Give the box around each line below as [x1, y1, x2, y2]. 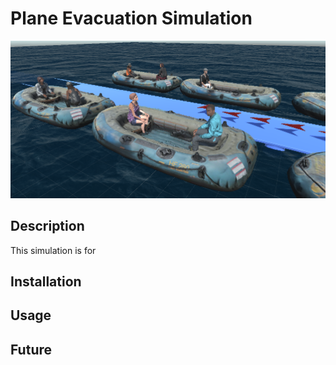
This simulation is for [10, 244, 97, 256]
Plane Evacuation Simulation [10, 7, 253, 30]
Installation [10, 273, 82, 290]
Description [10, 218, 85, 235]
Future [10, 341, 53, 358]
